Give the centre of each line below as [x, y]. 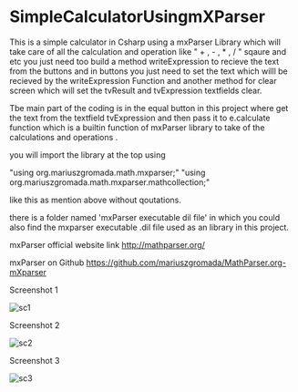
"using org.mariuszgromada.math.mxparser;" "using [108, 172]
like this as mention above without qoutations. [96, 200]
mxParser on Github [47, 263]
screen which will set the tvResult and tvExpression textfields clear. [136, 90]
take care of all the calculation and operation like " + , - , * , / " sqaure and [148, 51]
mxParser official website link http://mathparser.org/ [107, 244]
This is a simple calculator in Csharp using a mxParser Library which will [145, 42]
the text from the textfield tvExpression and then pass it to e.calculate [140, 118]
